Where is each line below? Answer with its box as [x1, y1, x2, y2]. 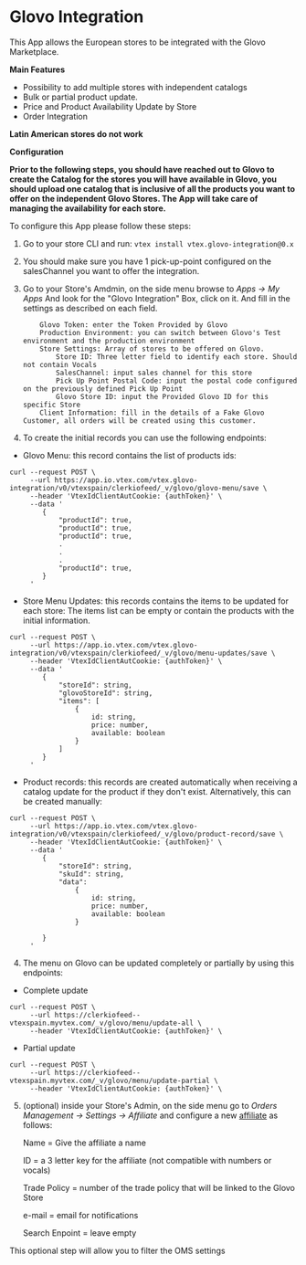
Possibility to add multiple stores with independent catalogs [22, 81, 248, 92]
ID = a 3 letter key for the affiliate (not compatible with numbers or [22, 1154, 272, 1165]
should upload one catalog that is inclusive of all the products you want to [9, 183, 295, 194]
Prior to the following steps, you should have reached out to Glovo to [9, 163, 275, 174]
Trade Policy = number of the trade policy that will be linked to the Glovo [22, 1182, 295, 1193]
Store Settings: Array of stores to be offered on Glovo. [39, 344, 265, 353]
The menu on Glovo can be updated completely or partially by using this [22, 957, 295, 968]
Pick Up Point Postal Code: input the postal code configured [56, 376, 298, 385]
